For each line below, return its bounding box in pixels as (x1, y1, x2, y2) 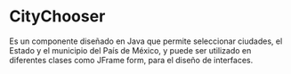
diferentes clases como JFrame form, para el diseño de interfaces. (9, 54, 254, 65)
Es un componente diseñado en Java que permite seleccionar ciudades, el (9, 36, 283, 46)
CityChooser (9, 6, 106, 27)
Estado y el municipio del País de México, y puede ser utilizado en (9, 45, 252, 55)
